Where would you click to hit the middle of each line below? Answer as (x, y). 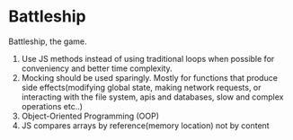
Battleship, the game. (48, 41)
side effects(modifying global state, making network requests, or (141, 87)
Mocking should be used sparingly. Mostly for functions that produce (149, 77)
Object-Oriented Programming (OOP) (90, 116)
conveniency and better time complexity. (97, 68)
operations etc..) (52, 106)
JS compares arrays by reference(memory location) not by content (146, 125)
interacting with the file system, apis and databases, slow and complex (152, 97)
